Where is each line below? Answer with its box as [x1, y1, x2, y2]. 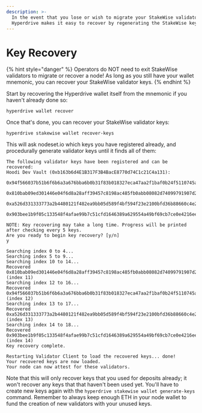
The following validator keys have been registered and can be [6, 159, 168, 165]
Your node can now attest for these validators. [6, 364, 130, 370]
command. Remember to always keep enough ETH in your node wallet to [6, 394, 187, 401]
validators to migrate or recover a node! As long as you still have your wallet [6, 72, 194, 79]
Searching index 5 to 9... [6, 254, 74, 260]
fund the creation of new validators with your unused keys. [6, 400, 152, 408]
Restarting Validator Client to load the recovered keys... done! [6, 353, 176, 359]
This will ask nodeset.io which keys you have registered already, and [6, 141, 176, 148]
